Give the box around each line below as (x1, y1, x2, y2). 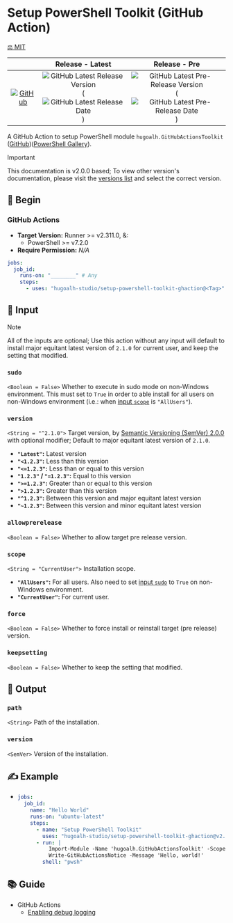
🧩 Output (7, 683, 46, 695)
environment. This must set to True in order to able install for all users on (7, 390, 214, 398)
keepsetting (7, 649, 48, 657)
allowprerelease (7, 519, 62, 527)
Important (7, 153, 35, 161)
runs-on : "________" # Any (19, 272, 98, 279)
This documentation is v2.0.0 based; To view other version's (7, 166, 180, 175)
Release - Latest (55, 59, 112, 69)
